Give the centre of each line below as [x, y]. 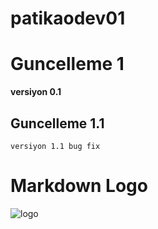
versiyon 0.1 [36, 92]
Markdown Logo [79, 186]
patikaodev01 [68, 18]
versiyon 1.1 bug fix [55, 146]
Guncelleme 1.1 [57, 123]
